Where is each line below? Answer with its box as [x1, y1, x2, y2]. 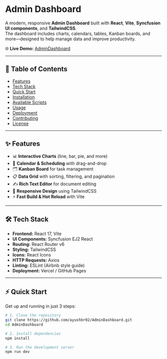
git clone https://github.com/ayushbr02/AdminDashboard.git [5, 318, 133, 323]
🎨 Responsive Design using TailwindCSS [12, 188, 97, 194]
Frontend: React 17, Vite [12, 231, 62, 237]
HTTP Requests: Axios [12, 257, 60, 263]
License [12, 120, 29, 126]
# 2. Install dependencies [5, 331, 61, 336]
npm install [5, 336, 30, 341]
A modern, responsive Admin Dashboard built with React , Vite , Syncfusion [5, 20, 161, 26]
